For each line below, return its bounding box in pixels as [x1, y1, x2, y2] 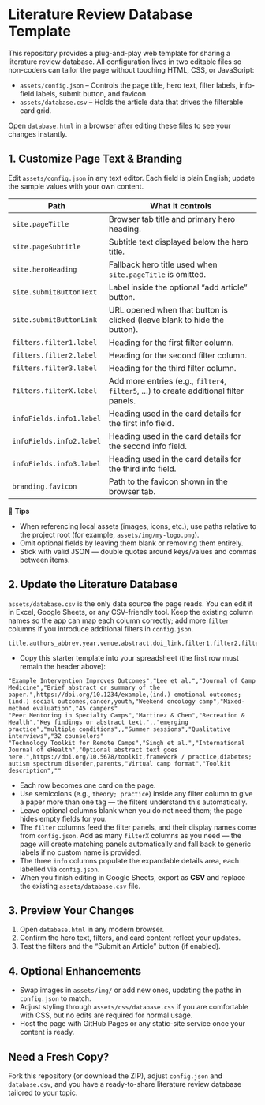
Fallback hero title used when [109, 259, 218, 270]
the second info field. [109, 440, 188, 451]
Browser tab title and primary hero [109, 213, 236, 224]
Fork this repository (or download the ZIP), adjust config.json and [8, 1071, 223, 1081]
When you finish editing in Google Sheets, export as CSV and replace [19, 872, 246, 882]
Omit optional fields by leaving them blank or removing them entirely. [19, 538, 244, 548]
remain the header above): [19, 661, 106, 671]
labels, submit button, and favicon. [35, 88, 148, 98]
